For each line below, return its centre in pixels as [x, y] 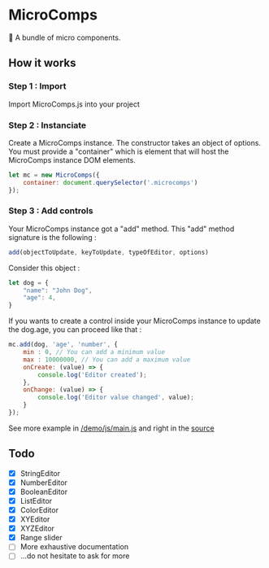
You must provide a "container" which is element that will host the [119, 151]
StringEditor [40, 473]
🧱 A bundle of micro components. [65, 37]
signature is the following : [52, 237]
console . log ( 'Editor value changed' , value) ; [116, 398]
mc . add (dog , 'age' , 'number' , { [63, 345]
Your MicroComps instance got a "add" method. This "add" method [121, 229]
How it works [42, 63]
